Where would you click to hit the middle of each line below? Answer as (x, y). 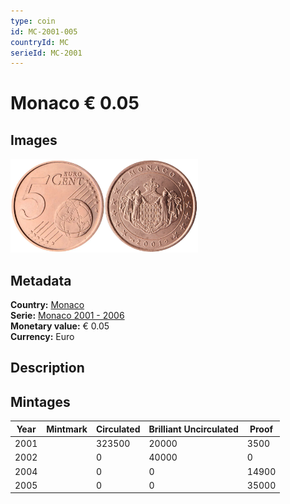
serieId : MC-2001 (46, 53)
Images (34, 140)
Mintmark (67, 429)
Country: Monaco (47, 305)
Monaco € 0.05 (75, 103)
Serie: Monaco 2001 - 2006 (67, 316)
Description (47, 368)
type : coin (33, 21)
